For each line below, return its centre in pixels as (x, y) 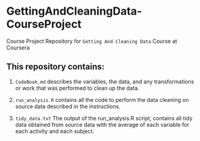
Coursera (18, 48)
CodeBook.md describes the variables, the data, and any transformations (105, 81)
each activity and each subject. (55, 131)
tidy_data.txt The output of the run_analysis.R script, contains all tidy (104, 118)
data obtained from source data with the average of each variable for (102, 125)
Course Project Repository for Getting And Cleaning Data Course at (92, 41)
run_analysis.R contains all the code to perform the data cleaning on (102, 99)
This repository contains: (56, 67)
